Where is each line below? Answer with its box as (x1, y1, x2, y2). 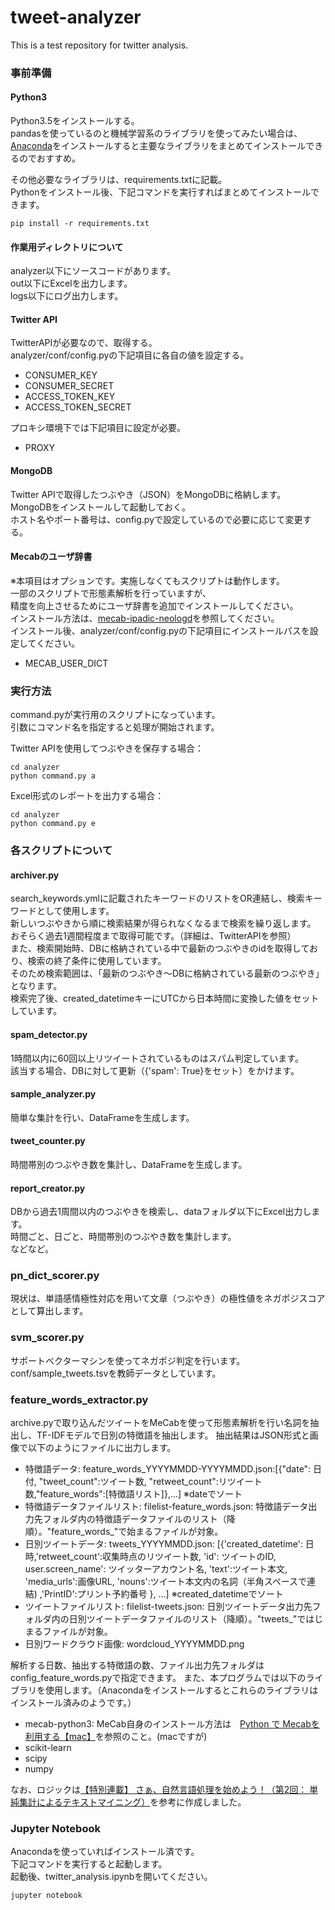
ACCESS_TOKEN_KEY (24, 391, 116, 403)
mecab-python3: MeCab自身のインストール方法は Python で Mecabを (24, 1718, 320, 1730)
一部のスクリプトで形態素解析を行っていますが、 (10, 587, 212, 599)
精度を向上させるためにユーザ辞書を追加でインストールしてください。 (10, 599, 299, 611)
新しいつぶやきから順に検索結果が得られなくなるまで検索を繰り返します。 (10, 917, 317, 930)
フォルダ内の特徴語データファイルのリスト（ (42, 1513, 227, 1525)
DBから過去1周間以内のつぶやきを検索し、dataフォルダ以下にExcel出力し (10, 1206, 312, 1218)
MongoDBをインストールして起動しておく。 (10, 501, 192, 513)
